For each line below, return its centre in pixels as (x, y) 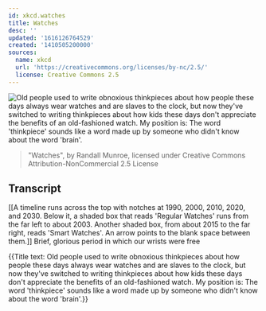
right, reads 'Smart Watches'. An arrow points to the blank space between (129, 233)
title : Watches (33, 23)
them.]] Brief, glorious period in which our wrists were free (104, 241)
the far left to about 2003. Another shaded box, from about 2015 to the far (129, 224)
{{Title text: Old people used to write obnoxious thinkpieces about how (124, 257)
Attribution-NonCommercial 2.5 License (93, 163)
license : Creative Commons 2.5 (67, 75)
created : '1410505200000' (51, 45)
